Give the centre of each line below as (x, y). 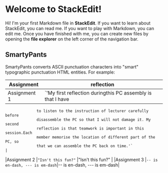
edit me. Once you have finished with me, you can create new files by (77, 33)
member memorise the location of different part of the (96, 137)
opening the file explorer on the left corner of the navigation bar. (72, 39)
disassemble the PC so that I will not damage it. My (94, 119)
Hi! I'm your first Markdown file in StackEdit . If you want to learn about (78, 23)
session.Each (19, 133)
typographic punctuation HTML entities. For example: (60, 72)
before (12, 115)
